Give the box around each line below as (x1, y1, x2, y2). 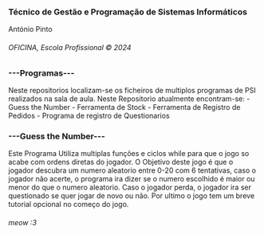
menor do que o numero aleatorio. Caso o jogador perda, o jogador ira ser (8, 182, 251, 193)
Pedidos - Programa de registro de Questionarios (8, 111, 170, 120)
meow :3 (8, 217, 37, 227)
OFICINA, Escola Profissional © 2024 (8, 42, 132, 52)
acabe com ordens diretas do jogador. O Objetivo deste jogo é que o (8, 158, 234, 167)
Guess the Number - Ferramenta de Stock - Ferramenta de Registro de (8, 102, 241, 111)
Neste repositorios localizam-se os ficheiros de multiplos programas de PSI (8, 85, 257, 95)
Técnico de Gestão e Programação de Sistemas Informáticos (8, 6, 247, 18)
